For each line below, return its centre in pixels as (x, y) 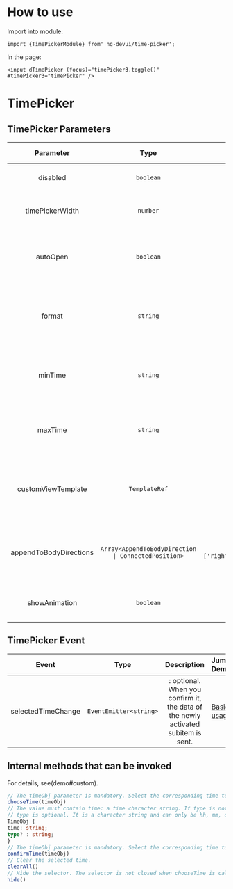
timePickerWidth (52, 211)
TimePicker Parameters (59, 129)
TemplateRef (148, 489)
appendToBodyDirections (52, 552)
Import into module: (35, 31)
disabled (52, 177)
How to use (40, 12)
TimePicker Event (46, 641)
